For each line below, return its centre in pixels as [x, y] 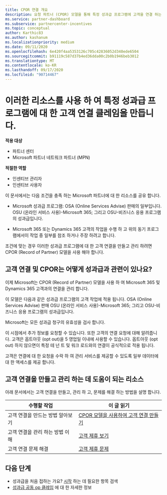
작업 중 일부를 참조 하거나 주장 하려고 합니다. [73, 235]
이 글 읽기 [119, 406]
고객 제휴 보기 [94, 436]
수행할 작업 [41, 406]
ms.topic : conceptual [28, 28]
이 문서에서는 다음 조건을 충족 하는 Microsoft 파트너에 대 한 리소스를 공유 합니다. [83, 195]
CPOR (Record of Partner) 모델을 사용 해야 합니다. [55, 252]
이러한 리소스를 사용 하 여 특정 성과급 [75, 101]
